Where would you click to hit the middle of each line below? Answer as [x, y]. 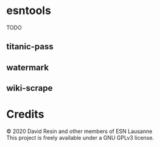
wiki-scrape [30, 88]
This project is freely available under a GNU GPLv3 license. [80, 138]
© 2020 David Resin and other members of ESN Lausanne [79, 131]
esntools [29, 11]
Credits [25, 114]
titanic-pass [30, 47]
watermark [28, 67]
